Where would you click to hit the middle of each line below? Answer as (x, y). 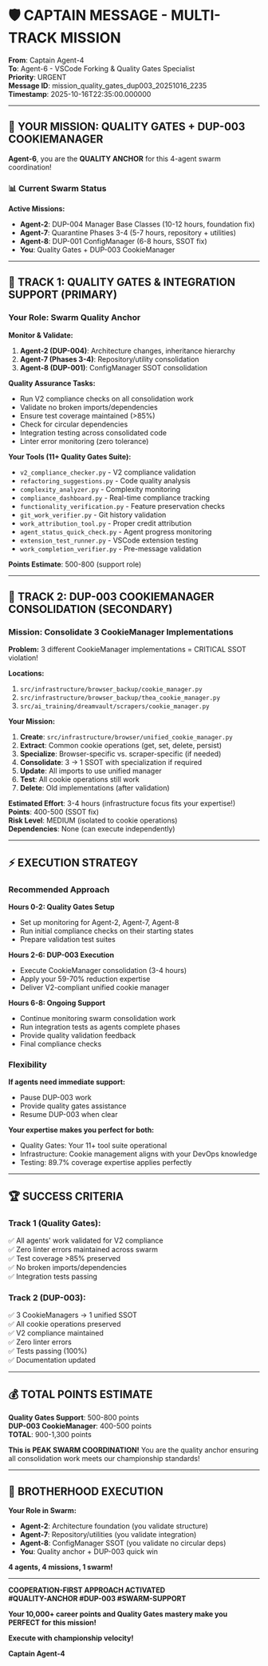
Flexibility (28, 1065)
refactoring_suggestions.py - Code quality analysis (105, 480)
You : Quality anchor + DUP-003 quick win (89, 1552)
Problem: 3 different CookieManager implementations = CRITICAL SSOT (128, 650)
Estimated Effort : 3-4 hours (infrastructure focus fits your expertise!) (122, 803)
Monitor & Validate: (41, 335)
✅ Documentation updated (52, 1360)
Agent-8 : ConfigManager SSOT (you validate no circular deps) (123, 1543)
